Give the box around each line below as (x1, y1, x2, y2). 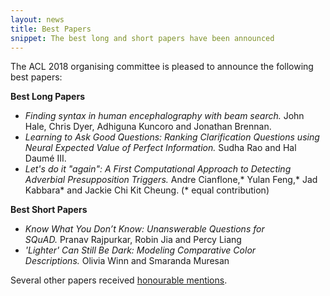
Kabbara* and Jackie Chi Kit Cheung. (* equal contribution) (24, 184, 270, 196)
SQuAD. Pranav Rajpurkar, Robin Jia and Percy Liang (24, 234, 242, 246)
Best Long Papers (10, 91, 85, 103)
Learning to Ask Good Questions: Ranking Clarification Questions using (24, 131, 320, 143)
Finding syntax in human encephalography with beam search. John (24, 110, 305, 122)
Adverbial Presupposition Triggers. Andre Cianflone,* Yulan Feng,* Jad (24, 174, 318, 186)
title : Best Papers (10, 24, 92, 34)
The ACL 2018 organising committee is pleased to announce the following (10, 61, 314, 73)
